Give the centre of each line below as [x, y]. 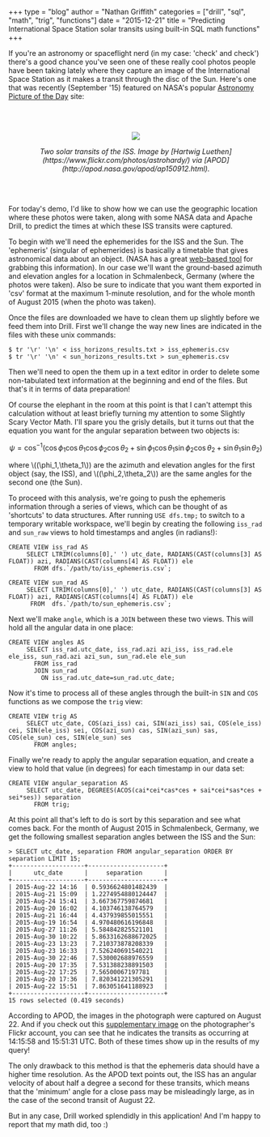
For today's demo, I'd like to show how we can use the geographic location [133, 209]
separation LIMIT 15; [45, 859]
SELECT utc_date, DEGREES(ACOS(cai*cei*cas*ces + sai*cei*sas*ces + [144, 791]
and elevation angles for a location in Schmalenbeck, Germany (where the [131, 276]
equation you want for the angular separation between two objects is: [124, 430]
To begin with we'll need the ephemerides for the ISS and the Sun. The [126, 242]
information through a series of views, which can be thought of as [118, 507]
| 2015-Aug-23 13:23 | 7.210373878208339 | [88, 944]
